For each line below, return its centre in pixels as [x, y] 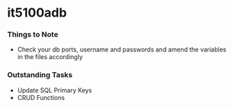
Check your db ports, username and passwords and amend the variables [122, 49]
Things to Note [33, 35]
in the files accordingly [50, 57]
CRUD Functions [41, 97]
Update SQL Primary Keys [55, 90]
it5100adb [37, 13]
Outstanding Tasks [40, 75]
